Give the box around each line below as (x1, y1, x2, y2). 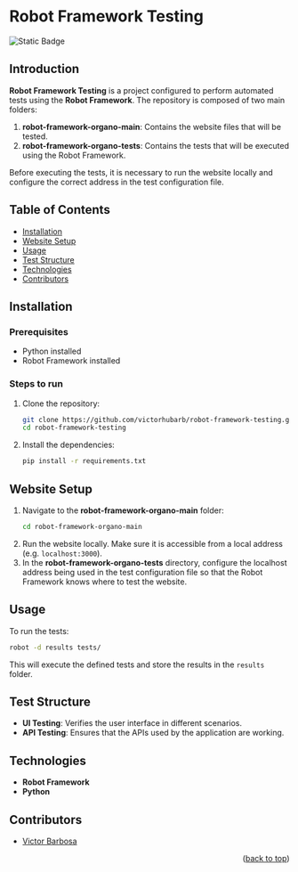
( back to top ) (242, 852, 290, 863)
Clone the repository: (21, 398, 101, 409)
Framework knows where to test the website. (21, 576, 188, 587)
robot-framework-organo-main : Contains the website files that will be (21, 121, 282, 132)
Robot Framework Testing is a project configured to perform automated (9, 85, 274, 95)
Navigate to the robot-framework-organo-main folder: (21, 505, 224, 516)
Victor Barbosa (21, 835, 77, 846)
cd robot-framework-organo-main (21, 522, 142, 531)
